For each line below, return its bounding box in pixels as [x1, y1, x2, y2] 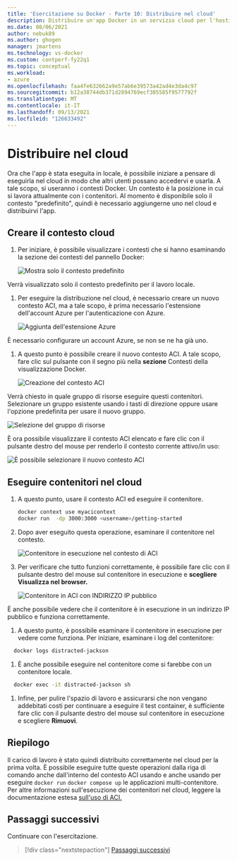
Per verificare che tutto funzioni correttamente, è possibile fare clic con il [17, 562, 230, 571]
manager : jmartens [7, 43, 61, 50]
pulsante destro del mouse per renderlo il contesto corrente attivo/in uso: [7, 442, 220, 451]
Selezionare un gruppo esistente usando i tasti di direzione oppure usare [7, 400, 219, 408]
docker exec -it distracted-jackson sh [13, 681, 131, 688]
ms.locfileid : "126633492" [7, 115, 87, 122]
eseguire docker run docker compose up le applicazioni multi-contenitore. [7, 778, 219, 786]
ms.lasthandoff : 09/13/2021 [7, 109, 90, 116]
